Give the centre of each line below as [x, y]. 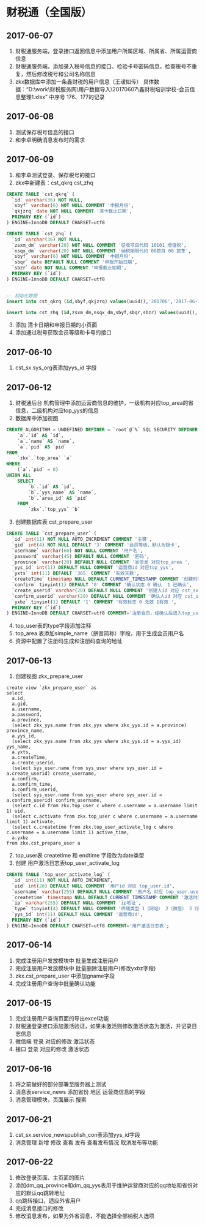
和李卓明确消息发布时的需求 [50, 140]
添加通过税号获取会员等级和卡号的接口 [63, 333]
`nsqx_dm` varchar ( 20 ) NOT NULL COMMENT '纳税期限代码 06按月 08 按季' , [102, 251]
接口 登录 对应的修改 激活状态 [52, 1049]
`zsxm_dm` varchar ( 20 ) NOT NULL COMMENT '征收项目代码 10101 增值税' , [99, 245]
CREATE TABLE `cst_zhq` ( [39, 233]
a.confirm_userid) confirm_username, [54, 801]
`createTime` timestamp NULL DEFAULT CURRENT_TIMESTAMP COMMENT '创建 [103, 579]
